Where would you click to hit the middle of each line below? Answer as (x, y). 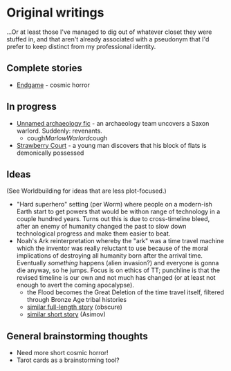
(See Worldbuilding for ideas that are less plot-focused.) (86, 191)
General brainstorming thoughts (77, 336)
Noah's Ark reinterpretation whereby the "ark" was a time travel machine (120, 241)
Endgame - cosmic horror (53, 85)
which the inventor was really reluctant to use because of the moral (112, 248)
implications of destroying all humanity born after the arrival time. (110, 256)
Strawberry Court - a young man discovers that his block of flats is (111, 145)
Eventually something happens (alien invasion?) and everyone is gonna (118, 263)
